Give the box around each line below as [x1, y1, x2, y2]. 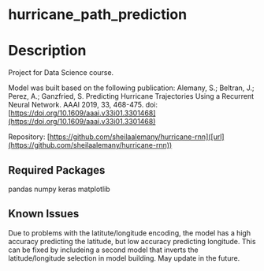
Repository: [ [8, 132, 50, 141]
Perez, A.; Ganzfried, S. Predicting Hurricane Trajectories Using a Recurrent [8, 92, 255, 101]
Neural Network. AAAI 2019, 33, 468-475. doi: [8, 100, 158, 110]
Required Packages [8, 164, 106, 177]
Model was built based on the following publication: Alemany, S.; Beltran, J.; [8, 83, 255, 92]
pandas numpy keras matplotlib [8, 184, 110, 194]
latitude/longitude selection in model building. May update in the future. [8, 253, 240, 262]
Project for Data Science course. [8, 68, 114, 77]
